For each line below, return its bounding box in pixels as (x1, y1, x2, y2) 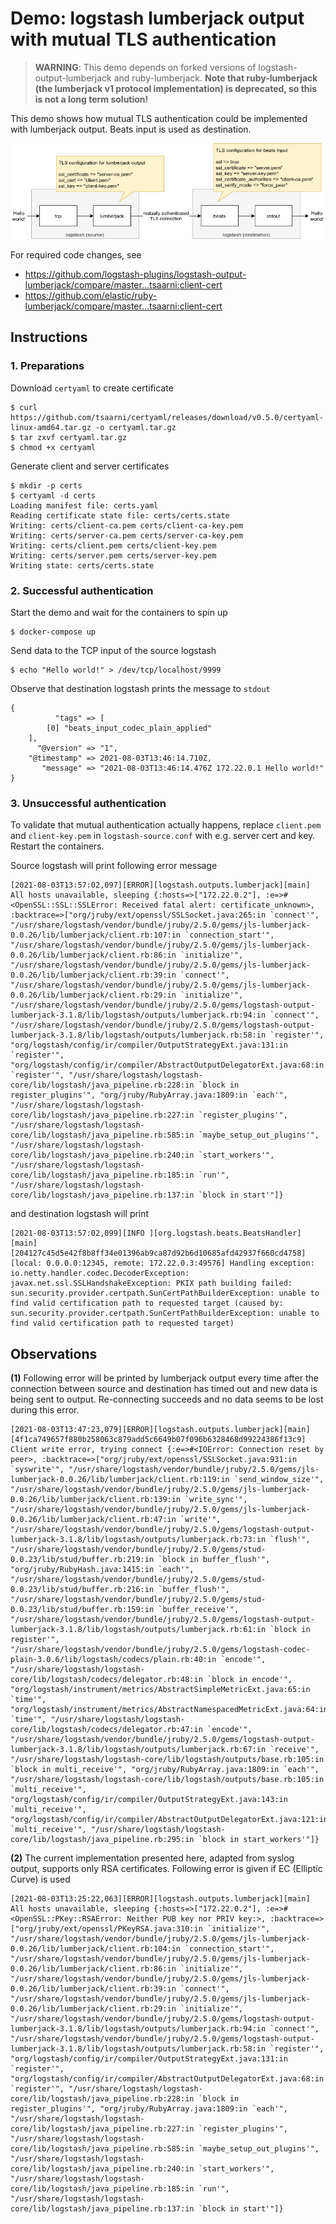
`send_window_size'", (233, 1475, 325, 1485)
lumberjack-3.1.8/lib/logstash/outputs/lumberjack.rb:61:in (10, 1625, 267, 1635)
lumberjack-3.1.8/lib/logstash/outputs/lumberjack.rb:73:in (10, 1535, 267, 1545)
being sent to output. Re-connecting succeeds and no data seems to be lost (10, 1393, 324, 1406)
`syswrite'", (10, 1465, 65, 1475)
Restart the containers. (10, 840, 105, 852)
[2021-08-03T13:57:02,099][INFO (10, 1228, 145, 1239)
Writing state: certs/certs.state (10, 560, 155, 571)
